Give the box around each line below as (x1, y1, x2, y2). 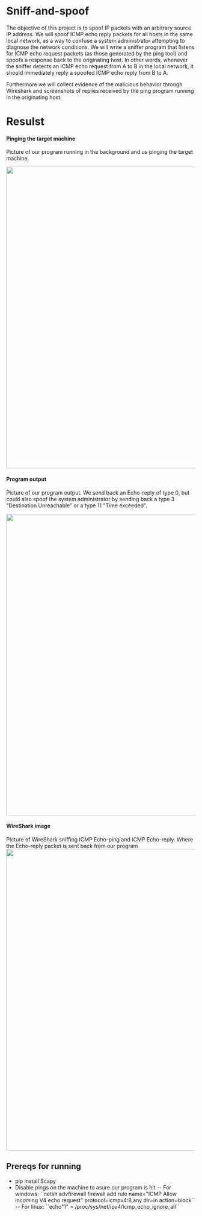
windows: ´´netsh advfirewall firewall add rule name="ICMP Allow (14, 1190, 177, 1197)
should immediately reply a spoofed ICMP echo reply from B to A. (6, 69, 168, 76)
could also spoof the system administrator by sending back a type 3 (6, 495, 175, 502)
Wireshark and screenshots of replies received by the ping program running (6, 87, 194, 94)
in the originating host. (6, 93, 62, 101)
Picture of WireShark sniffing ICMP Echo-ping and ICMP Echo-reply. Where (6, 835, 194, 843)
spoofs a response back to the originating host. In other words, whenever (6, 56, 188, 63)
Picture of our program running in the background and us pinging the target (6, 148, 194, 156)
